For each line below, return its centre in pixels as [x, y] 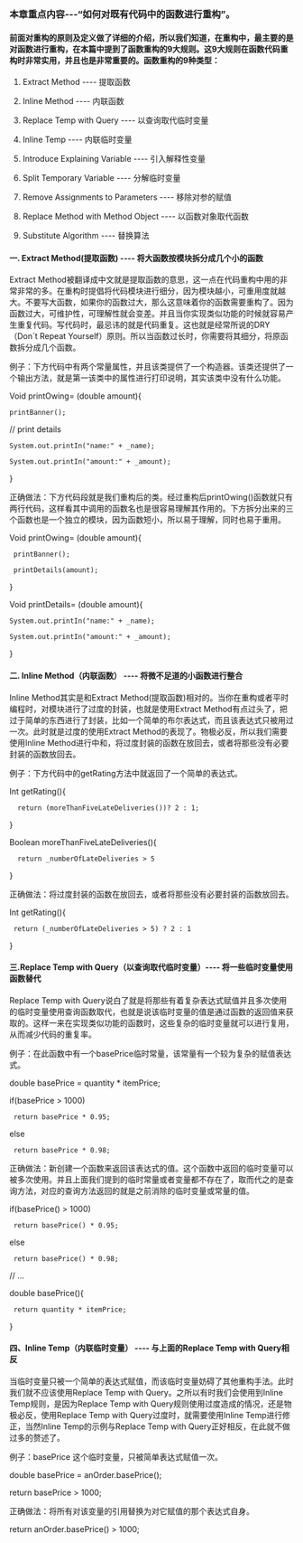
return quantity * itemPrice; [70, 1309]
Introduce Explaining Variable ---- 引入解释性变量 [114, 159]
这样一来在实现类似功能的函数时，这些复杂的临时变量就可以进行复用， [163, 1022]
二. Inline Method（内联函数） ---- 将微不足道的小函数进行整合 [126, 675]
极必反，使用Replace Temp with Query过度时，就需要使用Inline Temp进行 [146, 1415]
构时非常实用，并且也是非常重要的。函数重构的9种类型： [115, 60]
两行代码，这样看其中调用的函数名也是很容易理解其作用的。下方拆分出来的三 [151, 509]
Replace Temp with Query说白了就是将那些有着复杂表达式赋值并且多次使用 [148, 1000]
